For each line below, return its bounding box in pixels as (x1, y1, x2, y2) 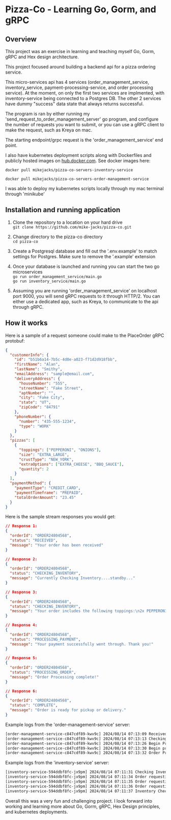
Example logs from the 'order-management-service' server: (5, 721, 130, 727)
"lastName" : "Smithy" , (14, 367, 63, 372)
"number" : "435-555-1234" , (18, 419, 76, 424)
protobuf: (5, 337, 25, 344)
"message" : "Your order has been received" (10, 542, 103, 548)
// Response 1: (5, 523, 38, 529)
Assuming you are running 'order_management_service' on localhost (12, 287, 157, 293)
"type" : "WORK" (18, 423, 51, 429)
